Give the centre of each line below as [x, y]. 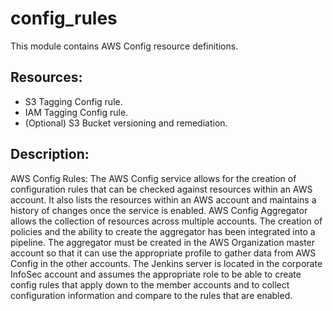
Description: [50, 154]
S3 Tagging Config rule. [73, 101]
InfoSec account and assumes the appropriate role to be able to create [156, 274]
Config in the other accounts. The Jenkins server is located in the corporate [166, 263]
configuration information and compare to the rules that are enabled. [151, 295]
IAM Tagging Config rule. [76, 112]
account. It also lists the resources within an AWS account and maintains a [163, 199]
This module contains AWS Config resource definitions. [124, 46]
